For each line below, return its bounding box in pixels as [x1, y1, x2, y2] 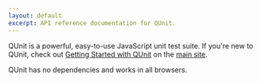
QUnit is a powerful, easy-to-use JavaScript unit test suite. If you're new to [8, 41, 254, 50]
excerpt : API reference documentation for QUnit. [8, 19, 177, 27]
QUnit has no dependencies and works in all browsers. [8, 64, 188, 74]
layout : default [8, 11, 62, 20]
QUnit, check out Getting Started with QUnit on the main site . [8, 49, 208, 59]
